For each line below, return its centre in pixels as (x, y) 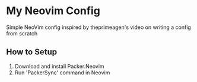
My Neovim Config (53, 11)
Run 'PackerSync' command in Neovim (62, 73)
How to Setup (32, 52)
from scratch (22, 33)
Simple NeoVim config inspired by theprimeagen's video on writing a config (99, 27)
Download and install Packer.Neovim (60, 66)
